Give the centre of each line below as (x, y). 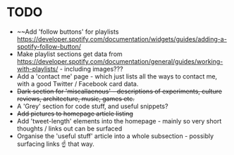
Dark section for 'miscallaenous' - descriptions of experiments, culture (119, 91)
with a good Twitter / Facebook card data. (78, 83)
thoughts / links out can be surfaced (69, 128)
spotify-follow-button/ (49, 46)
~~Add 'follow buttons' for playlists (68, 32)
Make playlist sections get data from (69, 54)
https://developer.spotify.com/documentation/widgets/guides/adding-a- (122, 39)
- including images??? (92, 69)
